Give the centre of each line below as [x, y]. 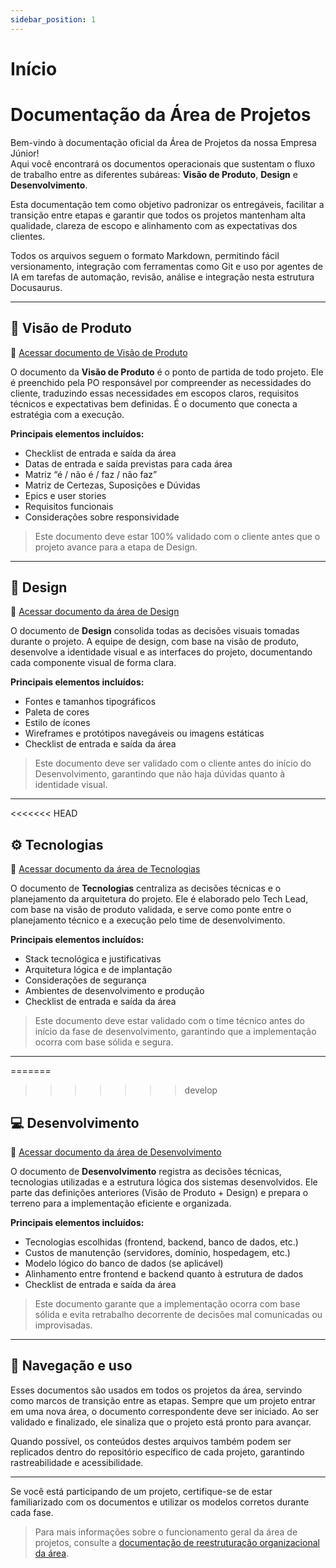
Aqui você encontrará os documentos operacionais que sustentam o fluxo [163, 163]
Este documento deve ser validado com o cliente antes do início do [173, 763]
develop [201, 1090]
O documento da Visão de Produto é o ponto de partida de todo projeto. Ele [167, 372]
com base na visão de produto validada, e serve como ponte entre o [151, 910]
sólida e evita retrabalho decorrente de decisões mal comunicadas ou [178, 1314]
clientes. [28, 236]
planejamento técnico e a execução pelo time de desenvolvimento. [148, 920]
